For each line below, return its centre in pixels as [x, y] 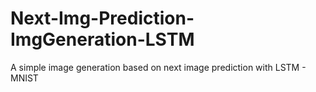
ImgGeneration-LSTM [102, 39]
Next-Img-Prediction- [102, 18]
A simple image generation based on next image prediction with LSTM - [158, 67]
